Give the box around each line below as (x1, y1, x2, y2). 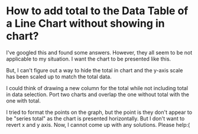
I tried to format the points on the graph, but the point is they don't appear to (6, 109, 193, 116)
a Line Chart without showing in (6, 17, 165, 30)
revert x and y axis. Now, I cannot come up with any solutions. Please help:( (6, 121, 190, 128)
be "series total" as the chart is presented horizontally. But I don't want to (6, 114, 185, 122)
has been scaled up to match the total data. (6, 73, 112, 80)
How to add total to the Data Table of (6, 4, 189, 18)
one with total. (6, 97, 41, 104)
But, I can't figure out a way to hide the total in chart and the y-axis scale (6, 66, 183, 74)
